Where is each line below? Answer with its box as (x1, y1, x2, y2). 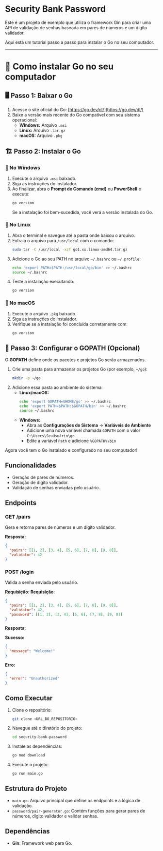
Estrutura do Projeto (5, 785, 67, 793)
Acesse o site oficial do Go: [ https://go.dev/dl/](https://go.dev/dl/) (12, 106, 144, 113)
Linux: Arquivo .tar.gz (19, 127, 65, 133)
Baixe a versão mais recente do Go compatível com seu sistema (12, 112, 140, 117)
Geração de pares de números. (12, 474, 75, 480)
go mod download (12, 753, 45, 758)
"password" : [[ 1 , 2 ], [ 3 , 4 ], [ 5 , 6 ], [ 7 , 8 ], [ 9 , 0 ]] (9, 612, 123, 617)
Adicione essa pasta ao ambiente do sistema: (12, 385, 103, 390)
